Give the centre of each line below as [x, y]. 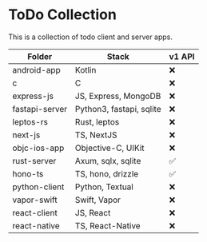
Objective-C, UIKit [109, 148]
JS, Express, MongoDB [118, 96]
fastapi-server [40, 109]
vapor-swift [35, 200]
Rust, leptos [97, 121]
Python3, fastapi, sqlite [118, 109]
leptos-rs [30, 121]
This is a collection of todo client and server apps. [91, 37]
